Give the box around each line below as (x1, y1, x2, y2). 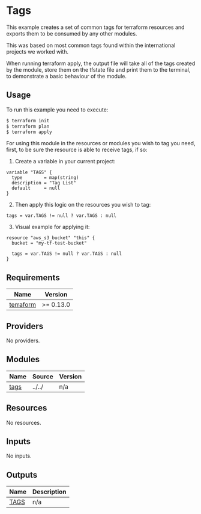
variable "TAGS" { (6, 169, 52, 175)
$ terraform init (6, 118, 50, 124)
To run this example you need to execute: (6, 106, 109, 113)
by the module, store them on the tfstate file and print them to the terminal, (6, 66, 191, 73)
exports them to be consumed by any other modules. (6, 30, 137, 37)
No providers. (6, 337, 40, 344)
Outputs (6, 469, 38, 480)
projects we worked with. (6, 48, 69, 55)
